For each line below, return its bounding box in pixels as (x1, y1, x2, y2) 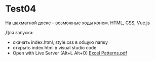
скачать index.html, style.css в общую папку (12, 39, 108, 45)
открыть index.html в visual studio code (12, 44, 97, 50)
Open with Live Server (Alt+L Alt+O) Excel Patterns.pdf (12, 50, 128, 56)
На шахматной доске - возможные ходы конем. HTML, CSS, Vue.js (5, 20, 150, 26)
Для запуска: (5, 29, 34, 35)
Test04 (5, 3, 36, 15)
